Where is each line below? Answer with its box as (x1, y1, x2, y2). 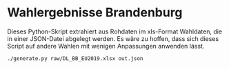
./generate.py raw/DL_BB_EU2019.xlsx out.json (7, 55, 143, 62)
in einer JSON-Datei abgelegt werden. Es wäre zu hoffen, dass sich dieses (7, 34, 219, 42)
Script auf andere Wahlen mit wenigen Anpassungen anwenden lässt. (7, 42, 205, 50)
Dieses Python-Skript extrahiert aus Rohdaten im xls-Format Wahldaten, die (7, 27, 223, 36)
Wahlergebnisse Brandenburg (7, 5, 183, 20)
